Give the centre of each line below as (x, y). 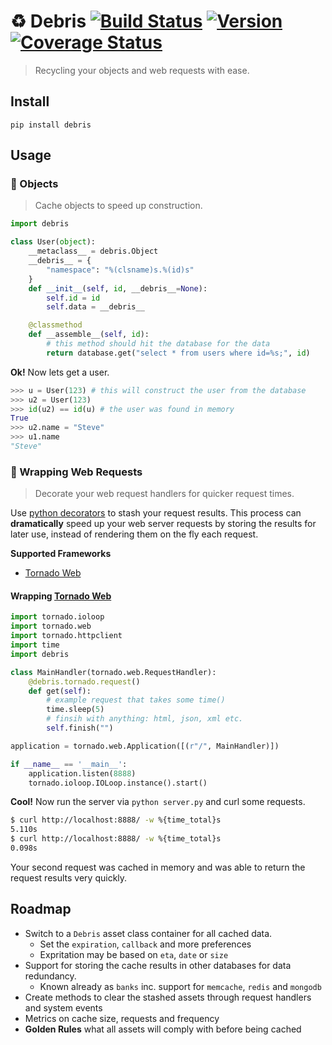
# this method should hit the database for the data (158, 344)
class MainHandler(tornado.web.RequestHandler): (113, 672)
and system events (63, 1007)
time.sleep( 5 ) (75, 710)
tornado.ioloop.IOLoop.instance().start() (118, 783)
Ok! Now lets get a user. (60, 372)
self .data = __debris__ (95, 307)
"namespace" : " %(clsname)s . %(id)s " (120, 270)
